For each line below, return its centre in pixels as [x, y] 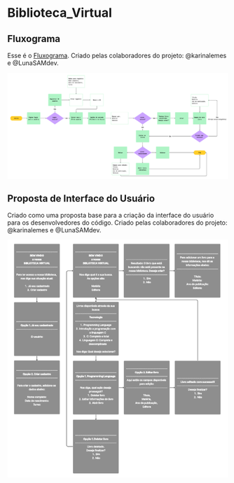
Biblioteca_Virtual [60, 13]
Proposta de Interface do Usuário [81, 198]
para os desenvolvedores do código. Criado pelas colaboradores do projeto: [117, 223]
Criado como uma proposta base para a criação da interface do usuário [111, 216]
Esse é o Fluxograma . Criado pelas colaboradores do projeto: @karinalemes [117, 55]
